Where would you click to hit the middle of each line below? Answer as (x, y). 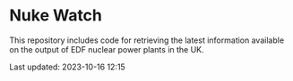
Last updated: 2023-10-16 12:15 (67, 67)
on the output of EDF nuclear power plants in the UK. (107, 49)
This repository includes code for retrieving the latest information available (147, 40)
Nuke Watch (56, 16)
